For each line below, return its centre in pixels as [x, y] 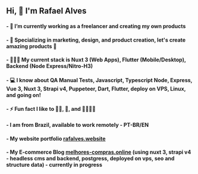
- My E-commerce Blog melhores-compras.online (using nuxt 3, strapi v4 [99, 152]
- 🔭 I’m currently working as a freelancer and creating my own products [96, 26]
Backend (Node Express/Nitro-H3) [50, 66]
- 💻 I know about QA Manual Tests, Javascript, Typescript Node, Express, [99, 80]
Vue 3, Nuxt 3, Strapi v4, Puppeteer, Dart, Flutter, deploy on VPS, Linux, [96, 88]
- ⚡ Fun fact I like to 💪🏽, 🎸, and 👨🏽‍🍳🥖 [51, 109]
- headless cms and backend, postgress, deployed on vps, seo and [90, 159]
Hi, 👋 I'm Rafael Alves [46, 11]
